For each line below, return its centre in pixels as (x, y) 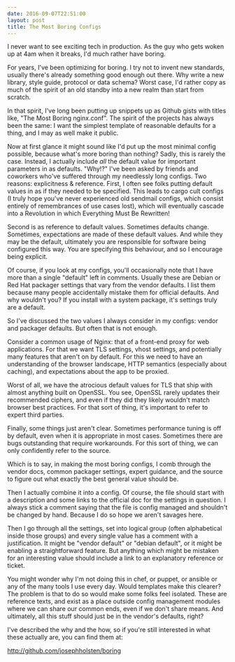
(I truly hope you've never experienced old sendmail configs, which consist (115, 199)
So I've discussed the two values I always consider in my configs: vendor (113, 321)
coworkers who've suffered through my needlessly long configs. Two (107, 176)
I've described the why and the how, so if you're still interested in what (109, 630)
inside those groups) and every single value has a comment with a (102, 536)
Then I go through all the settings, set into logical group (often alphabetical (115, 528)
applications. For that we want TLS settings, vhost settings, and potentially (114, 350)
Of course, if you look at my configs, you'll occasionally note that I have (110, 271)
